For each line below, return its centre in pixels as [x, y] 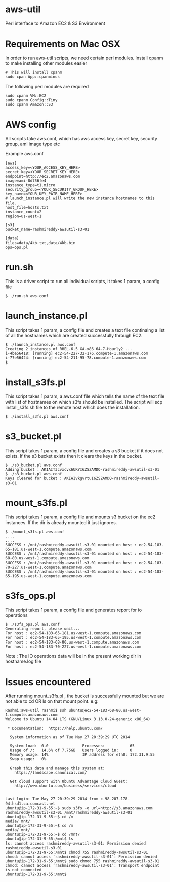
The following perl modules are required [47, 86]
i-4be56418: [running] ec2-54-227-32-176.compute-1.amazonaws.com [77, 353]
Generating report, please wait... [43, 629]
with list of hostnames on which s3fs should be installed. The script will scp [84, 402]
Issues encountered [48, 682]
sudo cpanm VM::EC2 [26, 95]
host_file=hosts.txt [27, 207]
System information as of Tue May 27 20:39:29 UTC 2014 [70, 737]
